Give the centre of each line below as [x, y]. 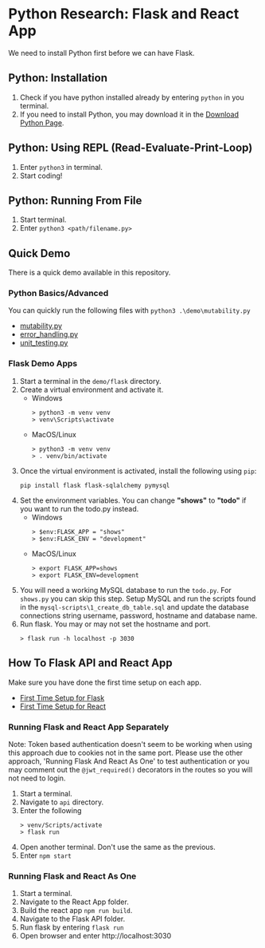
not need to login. [37, 778]
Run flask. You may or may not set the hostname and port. [115, 624]
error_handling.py [49, 334]
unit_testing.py [44, 343]
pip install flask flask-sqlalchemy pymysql [95, 485]
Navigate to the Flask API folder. [72, 919]
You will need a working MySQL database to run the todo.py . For [126, 590]
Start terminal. [43, 219]
